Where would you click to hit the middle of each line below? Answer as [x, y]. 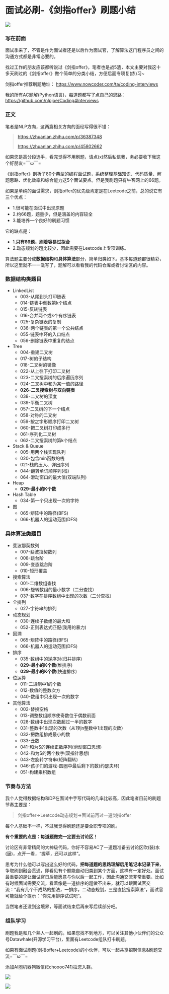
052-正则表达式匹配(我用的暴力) [53, 627]
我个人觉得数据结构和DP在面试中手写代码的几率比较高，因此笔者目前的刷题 [83, 798]
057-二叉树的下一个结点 [45, 409]
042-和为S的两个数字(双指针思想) [55, 753]
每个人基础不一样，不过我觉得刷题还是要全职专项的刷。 [62, 826]
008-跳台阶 [32, 558]
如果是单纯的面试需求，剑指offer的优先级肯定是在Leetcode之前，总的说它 [82, 191]
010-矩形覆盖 [34, 571]
